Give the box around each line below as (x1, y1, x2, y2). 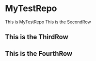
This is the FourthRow (5, 49, 73, 58)
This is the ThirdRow (5, 33, 69, 41)
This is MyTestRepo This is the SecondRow (5, 19, 91, 25)
